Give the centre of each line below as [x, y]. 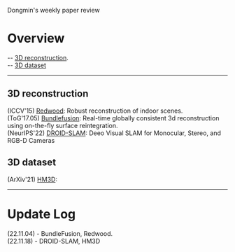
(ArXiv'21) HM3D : [33, 179]
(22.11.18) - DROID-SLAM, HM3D [54, 241]
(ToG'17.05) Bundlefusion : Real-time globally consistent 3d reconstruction [113, 118]
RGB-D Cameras [31, 140]
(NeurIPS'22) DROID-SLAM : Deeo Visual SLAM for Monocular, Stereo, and [114, 133]
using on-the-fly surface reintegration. [63, 125]
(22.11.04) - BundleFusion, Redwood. [60, 233]
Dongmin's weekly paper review [54, 10]
